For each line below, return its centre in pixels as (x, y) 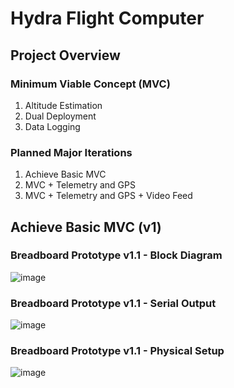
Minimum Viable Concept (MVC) (90, 84)
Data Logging (52, 126)
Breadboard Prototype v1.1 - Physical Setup (117, 351)
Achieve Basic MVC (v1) (86, 227)
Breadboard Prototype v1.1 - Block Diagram (116, 255)
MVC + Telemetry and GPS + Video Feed (108, 196)
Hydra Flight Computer (107, 18)
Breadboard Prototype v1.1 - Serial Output (113, 303)
